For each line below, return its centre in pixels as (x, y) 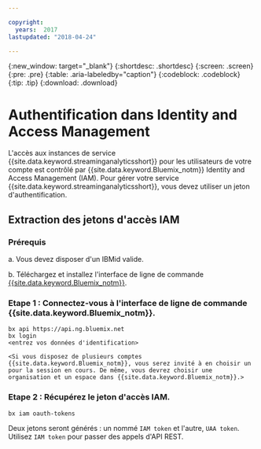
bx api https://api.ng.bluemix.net (66, 329)
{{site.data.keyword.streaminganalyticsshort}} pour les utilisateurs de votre (130, 161)
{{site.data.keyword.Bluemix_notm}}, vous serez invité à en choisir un (130, 364)
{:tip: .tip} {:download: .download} (63, 83)
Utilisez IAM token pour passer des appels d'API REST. (96, 436)
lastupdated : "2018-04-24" (52, 37)
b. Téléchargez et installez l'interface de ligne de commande (106, 274)
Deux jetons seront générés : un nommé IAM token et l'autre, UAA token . (124, 428)
